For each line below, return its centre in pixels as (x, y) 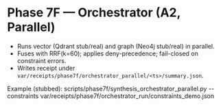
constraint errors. (42, 60)
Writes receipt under (46, 68)
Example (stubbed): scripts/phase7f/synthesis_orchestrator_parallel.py (107, 88)
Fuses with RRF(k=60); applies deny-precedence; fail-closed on (108, 53)
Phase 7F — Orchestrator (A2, (94, 13)
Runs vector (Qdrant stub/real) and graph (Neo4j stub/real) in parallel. (116, 46)
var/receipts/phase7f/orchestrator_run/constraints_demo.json (127, 96)
